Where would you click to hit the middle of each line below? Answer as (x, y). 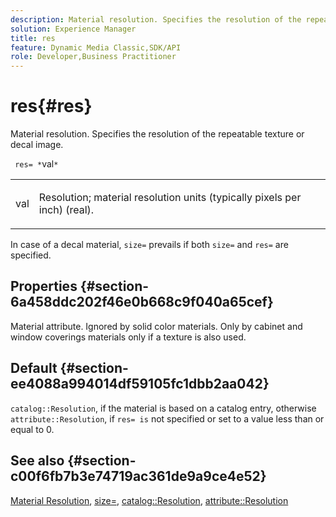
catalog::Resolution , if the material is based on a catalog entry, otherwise (163, 408)
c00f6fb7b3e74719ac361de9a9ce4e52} (138, 476)
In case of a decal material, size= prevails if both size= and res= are (149, 245)
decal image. (37, 145)
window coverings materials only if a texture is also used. (128, 337)
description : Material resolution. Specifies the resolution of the (156, 19)
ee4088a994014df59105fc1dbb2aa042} (140, 384)
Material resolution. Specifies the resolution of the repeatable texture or (157, 134)
